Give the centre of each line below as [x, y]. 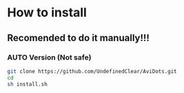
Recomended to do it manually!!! [78, 38]
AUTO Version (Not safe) [49, 57]
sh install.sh [28, 84]
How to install [47, 13]
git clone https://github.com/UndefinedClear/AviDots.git [92, 71]
